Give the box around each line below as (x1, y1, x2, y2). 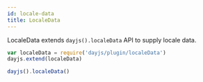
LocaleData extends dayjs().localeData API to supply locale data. (7, 35, 197, 44)
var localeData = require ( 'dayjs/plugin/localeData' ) (7, 49, 167, 56)
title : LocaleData (7, 17, 60, 24)
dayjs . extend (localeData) (7, 56, 82, 63)
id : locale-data (7, 10, 54, 17)
